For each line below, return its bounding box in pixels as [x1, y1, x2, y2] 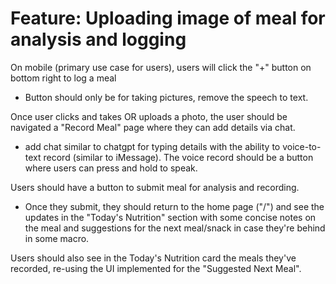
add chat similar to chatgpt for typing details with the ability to [24, 140, 281, 152]
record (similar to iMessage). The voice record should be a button [43, 151, 314, 163]
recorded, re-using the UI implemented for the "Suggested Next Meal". [10, 262, 302, 274]
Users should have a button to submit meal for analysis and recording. [10, 181, 300, 193]
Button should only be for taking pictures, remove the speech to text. [24, 91, 309, 103]
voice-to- [282, 140, 322, 152]
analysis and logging [10, 28, 187, 51]
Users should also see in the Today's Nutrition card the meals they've [10, 252, 297, 264]
